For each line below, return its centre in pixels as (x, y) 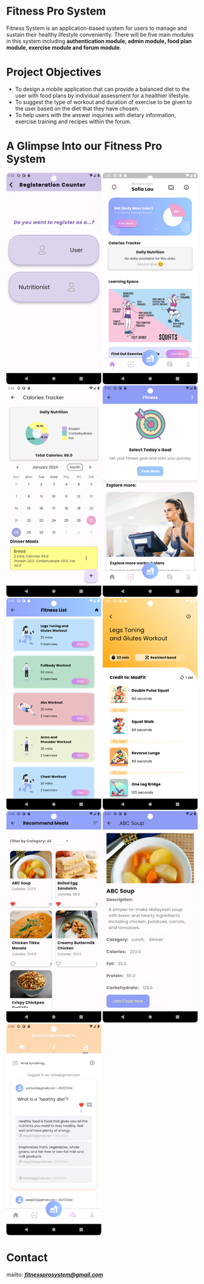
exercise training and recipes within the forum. (73, 121)
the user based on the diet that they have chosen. (77, 109)
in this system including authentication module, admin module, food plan (99, 41)
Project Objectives (54, 72)
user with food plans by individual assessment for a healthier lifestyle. (102, 95)
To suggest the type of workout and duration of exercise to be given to (104, 102)
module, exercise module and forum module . (64, 48)
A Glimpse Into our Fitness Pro (84, 146)
